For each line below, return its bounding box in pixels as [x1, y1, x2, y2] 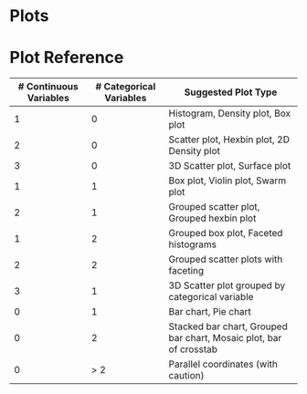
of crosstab [168, 343, 217, 356]
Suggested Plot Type [184, 86, 278, 98]
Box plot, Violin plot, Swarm [168, 174, 287, 187]
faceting [168, 264, 205, 277]
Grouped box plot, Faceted [168, 227, 283, 240]
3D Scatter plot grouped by [168, 279, 286, 292]
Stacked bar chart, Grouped [168, 320, 288, 333]
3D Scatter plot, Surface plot [168, 160, 291, 172]
